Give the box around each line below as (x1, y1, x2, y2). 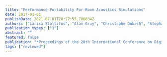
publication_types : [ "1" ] (5, 26, 59, 31)
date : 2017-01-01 (5, 12, 41, 17)
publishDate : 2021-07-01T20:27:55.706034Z (5, 16, 94, 21)
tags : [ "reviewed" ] (5, 44, 46, 49)
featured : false (5, 35, 39, 40)
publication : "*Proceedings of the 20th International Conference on (5, 40, 153, 45)
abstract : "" (5, 30, 32, 35)
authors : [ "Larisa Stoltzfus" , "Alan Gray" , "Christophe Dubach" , (5, 21, 146, 26)
